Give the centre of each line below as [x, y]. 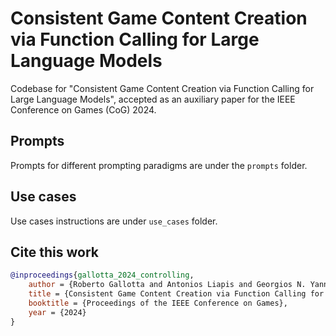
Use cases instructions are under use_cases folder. [114, 221]
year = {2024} [57, 312]
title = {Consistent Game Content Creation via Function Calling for [176, 294]
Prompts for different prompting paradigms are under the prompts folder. [159, 165]
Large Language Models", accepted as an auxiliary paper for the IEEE [153, 99]
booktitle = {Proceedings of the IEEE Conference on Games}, [158, 303]
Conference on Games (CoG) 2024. [83, 109]
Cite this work [54, 252]
